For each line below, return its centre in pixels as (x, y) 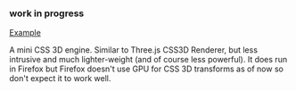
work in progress (47, 13)
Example (25, 33)
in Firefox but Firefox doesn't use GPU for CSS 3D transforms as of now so (146, 69)
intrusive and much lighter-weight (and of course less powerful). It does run (148, 60)
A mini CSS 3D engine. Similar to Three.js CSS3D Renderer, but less (134, 50)
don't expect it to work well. (60, 79)
